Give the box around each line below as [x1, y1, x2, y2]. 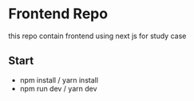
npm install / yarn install [19, 75, 98, 84]
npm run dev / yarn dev [19, 84, 97, 93]
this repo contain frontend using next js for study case [8, 31, 187, 41]
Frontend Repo [8, 5, 109, 23]
